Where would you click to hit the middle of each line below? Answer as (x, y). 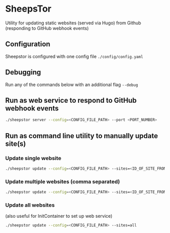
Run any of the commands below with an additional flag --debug (72, 85)
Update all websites (30, 205)
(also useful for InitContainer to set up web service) (59, 216)
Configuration (28, 44)
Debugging (23, 72)
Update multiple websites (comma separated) (63, 181)
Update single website (33, 158)
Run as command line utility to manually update (82, 135)
